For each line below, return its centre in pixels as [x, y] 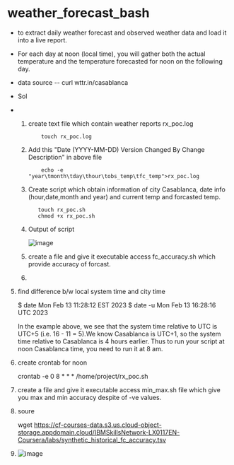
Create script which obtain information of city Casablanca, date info [127, 189]
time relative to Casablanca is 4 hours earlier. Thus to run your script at [121, 341]
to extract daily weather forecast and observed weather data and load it [122, 33]
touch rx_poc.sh [62, 210]
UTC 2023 [33, 312]
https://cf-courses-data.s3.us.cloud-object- [98, 425]
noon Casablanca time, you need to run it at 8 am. [90, 348]
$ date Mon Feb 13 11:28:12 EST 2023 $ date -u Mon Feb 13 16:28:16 [117, 305]
